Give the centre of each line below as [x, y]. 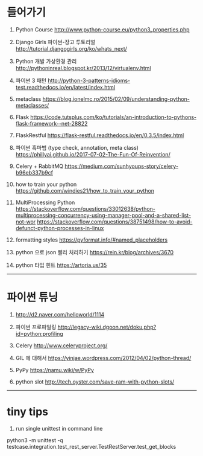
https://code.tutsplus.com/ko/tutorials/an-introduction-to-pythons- [114, 117]
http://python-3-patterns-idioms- [89, 80]
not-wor [26, 222]
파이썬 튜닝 [33, 297]
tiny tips [28, 412]
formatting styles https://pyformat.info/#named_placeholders [92, 240]
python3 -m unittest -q [35, 440]
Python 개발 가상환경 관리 [46, 61]
